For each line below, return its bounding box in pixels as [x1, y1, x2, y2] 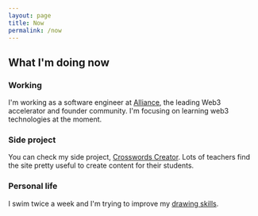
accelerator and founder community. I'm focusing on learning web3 [8, 106, 229, 116]
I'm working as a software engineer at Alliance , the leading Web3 [8, 98, 221, 107]
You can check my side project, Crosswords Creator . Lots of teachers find [8, 152, 250, 162]
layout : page [8, 11, 52, 20]
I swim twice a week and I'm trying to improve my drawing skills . [8, 199, 219, 208]
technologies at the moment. [8, 114, 102, 124]
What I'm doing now [8, 56, 110, 69]
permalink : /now [8, 26, 62, 34]
